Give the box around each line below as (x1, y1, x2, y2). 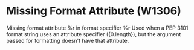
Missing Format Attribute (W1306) (6, 4, 181, 18)
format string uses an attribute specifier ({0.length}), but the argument (6, 30, 181, 37)
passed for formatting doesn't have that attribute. (6, 37, 129, 44)
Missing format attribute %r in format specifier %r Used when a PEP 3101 (6, 24, 189, 31)
